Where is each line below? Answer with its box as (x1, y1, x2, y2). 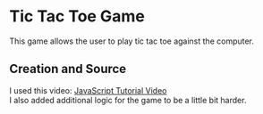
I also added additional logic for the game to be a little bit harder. (9, 94, 247, 105)
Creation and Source (9, 61, 127, 77)
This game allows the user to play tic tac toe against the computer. (9, 36, 255, 46)
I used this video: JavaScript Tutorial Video (9, 85, 167, 95)
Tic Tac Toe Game (9, 6, 145, 27)
